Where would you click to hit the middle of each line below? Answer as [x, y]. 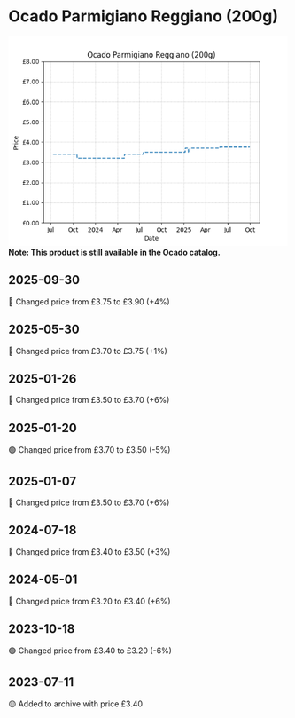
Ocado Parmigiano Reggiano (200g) [143, 16]
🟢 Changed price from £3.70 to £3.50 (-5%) [89, 450]
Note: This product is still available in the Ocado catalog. [114, 252]
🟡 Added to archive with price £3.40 [76, 704]
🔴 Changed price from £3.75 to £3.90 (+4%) [89, 301]
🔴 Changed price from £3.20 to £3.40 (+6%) [89, 601]
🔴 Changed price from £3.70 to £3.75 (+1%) [88, 351]
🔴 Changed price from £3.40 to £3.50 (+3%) [89, 551]
